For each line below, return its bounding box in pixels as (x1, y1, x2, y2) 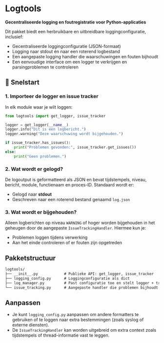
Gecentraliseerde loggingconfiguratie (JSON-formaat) (12, 43, 121, 49)
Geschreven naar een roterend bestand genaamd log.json (12, 196, 130, 202)
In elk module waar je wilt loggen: (5, 104, 73, 110)
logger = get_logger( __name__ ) (5, 122, 69, 127)
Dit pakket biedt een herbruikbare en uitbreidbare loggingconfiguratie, (5, 28, 146, 34)
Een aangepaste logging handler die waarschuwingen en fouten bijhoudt (12, 53, 159, 59)
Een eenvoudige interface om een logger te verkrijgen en (12, 59, 127, 65)
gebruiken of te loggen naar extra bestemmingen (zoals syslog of (12, 317, 144, 323)
